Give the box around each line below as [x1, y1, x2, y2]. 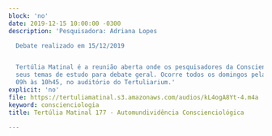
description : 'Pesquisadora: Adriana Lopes [8, 27, 158, 35]
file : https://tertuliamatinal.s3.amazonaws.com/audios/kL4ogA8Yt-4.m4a [8, 93, 259, 101]
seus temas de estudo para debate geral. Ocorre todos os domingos [15, 70, 249, 79]
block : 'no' [8, 11, 49, 20]
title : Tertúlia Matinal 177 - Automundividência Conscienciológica [8, 108, 244, 117]
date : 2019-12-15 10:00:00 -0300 [8, 19, 121, 28]
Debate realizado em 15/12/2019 [15, 41, 125, 49]
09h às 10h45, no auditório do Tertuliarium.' [15, 79, 176, 87]
